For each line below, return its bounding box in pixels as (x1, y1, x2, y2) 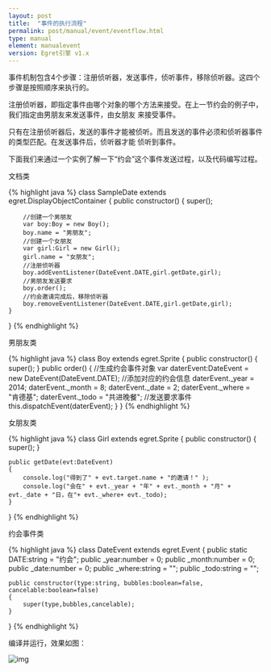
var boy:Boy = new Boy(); (23, 220, 110, 228)
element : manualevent (8, 42, 81, 50)
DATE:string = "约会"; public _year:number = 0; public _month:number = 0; (8, 554, 256, 564)
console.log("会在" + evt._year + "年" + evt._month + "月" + (23, 482, 231, 490)
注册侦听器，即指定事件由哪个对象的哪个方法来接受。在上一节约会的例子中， (8, 100, 263, 109)
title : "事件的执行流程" (8, 19, 87, 27)
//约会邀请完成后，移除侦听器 (23, 293, 109, 301)
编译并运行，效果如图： (8, 638, 86, 648)
